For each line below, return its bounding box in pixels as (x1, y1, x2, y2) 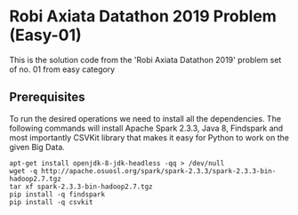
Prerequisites (9, 90, 85, 105)
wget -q (9, 166, 38, 175)
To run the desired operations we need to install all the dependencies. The (9, 113, 282, 123)
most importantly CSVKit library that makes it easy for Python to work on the (9, 131, 289, 143)
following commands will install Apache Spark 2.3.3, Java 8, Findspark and (9, 123, 284, 133)
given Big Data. (9, 141, 65, 152)
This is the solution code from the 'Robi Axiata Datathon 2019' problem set (9, 54, 282, 65)
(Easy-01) (9, 25, 82, 45)
